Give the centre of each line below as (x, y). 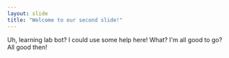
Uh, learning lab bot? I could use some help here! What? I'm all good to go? (115, 39)
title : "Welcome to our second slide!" (65, 20)
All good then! (27, 47)
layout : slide (28, 13)
